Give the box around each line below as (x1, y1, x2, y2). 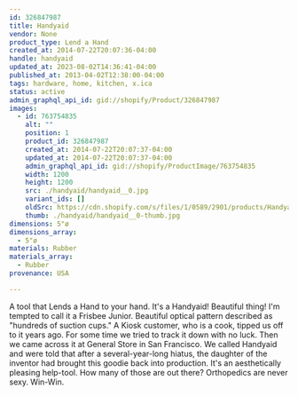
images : (9, 104, 38, 113)
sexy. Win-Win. (9, 376, 65, 387)
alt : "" (25, 121, 53, 130)
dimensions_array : (9, 227, 77, 236)
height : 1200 (25, 178, 74, 187)
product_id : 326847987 (25, 137, 109, 146)
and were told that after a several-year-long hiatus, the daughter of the (9, 348, 268, 359)
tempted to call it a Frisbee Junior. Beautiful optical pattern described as (9, 310, 273, 321)
